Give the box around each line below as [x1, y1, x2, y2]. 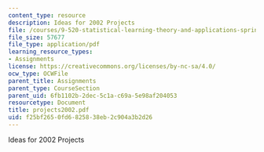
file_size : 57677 [8, 33, 65, 42]
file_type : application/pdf [8, 41, 101, 49]
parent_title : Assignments [8, 77, 97, 85]
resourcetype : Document [8, 99, 86, 107]
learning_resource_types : [8, 48, 93, 56]
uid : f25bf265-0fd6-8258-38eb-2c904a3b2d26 [8, 114, 153, 121]
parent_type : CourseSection [8, 84, 101, 92]
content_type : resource [8, 11, 86, 20]
